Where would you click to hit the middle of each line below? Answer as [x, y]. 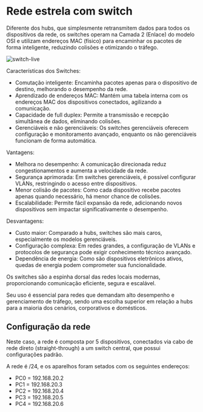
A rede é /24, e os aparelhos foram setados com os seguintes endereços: [98, 366]
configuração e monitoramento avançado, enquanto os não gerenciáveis [106, 134]
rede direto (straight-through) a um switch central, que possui [83, 348]
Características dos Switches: [43, 70]
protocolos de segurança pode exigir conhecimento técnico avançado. [103, 252]
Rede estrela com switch [69, 11]
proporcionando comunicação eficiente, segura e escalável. [81, 283]
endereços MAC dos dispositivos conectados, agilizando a [88, 102]
